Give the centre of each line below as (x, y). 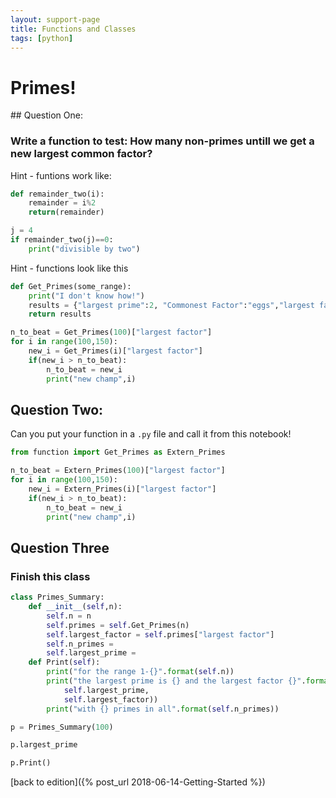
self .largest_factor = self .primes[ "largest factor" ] (160, 634)
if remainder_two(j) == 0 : (62, 240)
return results (60, 314)
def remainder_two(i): (57, 194)
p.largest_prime (44, 745)
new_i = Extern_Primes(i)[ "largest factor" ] (122, 489)
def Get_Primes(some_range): (71, 286)
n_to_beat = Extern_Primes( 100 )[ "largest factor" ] (118, 471)
